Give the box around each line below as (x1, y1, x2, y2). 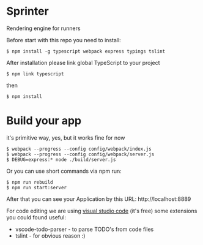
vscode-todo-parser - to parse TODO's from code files (15, 225, 154, 233)
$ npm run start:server (6, 184, 67, 190)
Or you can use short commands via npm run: (6, 167, 122, 175)
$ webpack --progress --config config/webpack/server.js (6, 151, 155, 157)
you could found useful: (6, 213, 66, 221)
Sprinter (6, 4, 49, 18)
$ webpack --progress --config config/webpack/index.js (6, 146, 152, 152)
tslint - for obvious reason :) (15, 232, 86, 239)
